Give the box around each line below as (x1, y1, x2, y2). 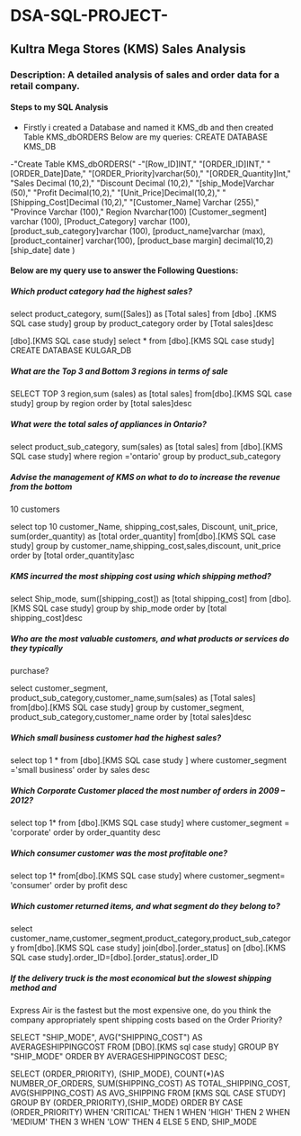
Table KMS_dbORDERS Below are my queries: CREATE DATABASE (22, 132, 269, 142)
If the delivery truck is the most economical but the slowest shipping (10, 972, 272, 983)
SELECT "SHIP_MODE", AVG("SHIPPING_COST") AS (10, 1031, 203, 1042)
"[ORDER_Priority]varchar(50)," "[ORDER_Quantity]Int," (87, 168, 291, 178)
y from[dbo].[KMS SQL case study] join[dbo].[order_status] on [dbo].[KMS (10, 942, 287, 953)
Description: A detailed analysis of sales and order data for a (10, 68, 280, 81)
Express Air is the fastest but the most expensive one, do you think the (10, 1004, 272, 1015)
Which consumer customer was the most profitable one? (10, 848, 228, 859)
